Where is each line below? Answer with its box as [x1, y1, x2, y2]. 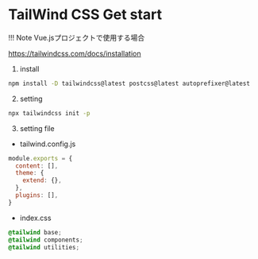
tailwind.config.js [19, 139, 76, 149]
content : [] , [15, 161, 59, 170]
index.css [19, 213, 52, 222]
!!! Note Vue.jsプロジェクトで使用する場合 [8, 33, 145, 42]
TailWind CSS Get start [8, 6, 163, 24]
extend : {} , [22, 176, 62, 184]
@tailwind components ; [8, 236, 83, 244]
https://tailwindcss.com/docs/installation [8, 48, 141, 58]
